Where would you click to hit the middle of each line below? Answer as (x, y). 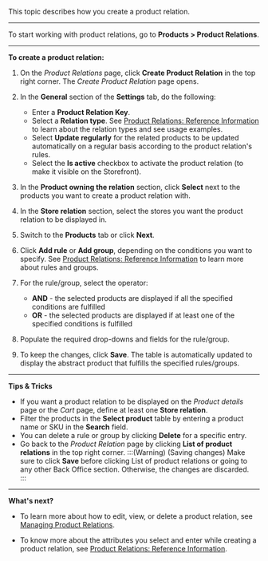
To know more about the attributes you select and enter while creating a (138, 540)
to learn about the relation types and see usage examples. (127, 129)
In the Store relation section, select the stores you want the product (131, 211)
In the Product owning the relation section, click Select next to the (130, 187)
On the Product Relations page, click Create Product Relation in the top (138, 73)
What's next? (31, 501)
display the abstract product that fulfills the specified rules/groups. (130, 363)
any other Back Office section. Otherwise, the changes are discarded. (134, 469)
